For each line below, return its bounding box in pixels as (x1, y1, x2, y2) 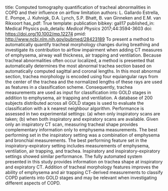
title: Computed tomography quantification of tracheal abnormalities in (5, 5, 151, 10)
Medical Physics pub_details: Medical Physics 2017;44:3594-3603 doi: (5, 26, 152, 32)
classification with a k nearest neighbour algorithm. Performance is (5, 105, 144, 111)
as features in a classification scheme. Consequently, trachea (5, 84, 133, 90)
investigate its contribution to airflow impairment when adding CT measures (5, 47, 162, 53)
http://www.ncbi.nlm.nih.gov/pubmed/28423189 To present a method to (5, 36, 154, 42)
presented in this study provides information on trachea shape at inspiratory (5, 159, 163, 164)
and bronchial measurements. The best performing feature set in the (5, 137, 147, 143)
